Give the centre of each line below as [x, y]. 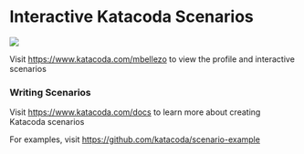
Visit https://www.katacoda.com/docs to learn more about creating [135, 112]
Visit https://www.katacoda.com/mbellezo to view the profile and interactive [152, 59]
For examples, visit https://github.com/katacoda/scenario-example [135, 139]
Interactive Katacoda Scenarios [131, 17]
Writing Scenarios [50, 92]
